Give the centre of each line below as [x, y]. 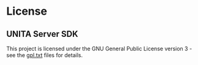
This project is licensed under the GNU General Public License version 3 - [99, 48]
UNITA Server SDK [42, 34]
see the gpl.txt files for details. [45, 55]
